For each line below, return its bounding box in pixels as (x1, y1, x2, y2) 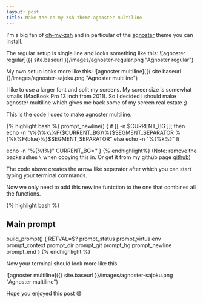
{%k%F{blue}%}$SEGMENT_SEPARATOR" (6, 135, 113, 143)
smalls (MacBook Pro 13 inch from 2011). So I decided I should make (6, 92, 176, 100)
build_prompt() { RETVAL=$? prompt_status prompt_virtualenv (6, 235, 162, 243)
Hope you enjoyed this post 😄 (6, 290, 82, 298)
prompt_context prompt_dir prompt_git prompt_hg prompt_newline (6, 242, 172, 249)
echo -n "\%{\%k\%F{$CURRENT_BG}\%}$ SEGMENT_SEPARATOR (6, 129, 175, 136)
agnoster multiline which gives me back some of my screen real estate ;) (6, 98, 188, 106)
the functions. (6, 189, 41, 197)
